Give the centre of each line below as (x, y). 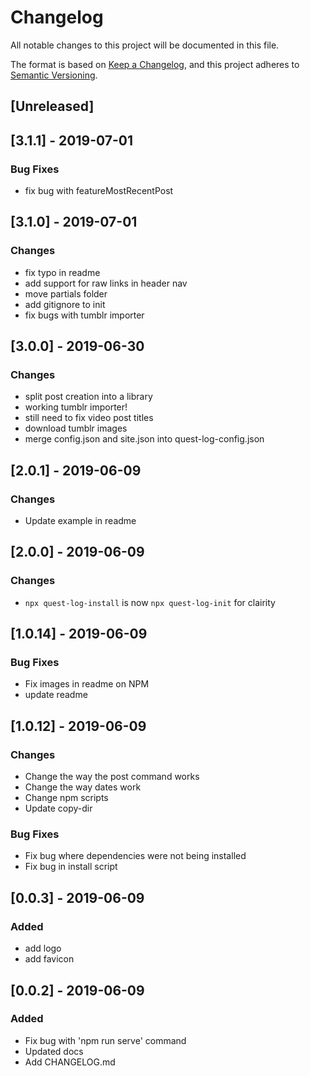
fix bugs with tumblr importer (84, 315)
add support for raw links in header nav (106, 283)
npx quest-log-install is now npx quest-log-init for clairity (150, 602)
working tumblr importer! (76, 407)
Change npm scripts (66, 798)
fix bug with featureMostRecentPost (99, 191)
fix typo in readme (62, 272)
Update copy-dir (58, 808)
